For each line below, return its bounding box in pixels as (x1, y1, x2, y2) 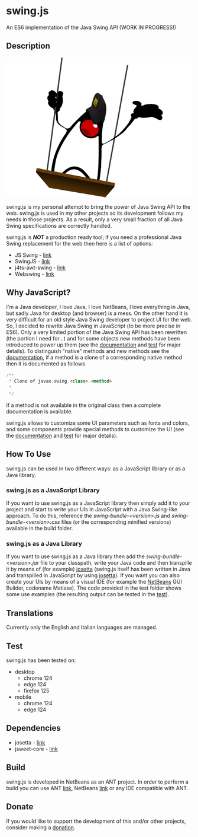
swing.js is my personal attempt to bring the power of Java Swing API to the (6, 203, 191, 210)
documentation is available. (6, 408, 73, 415)
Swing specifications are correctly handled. (6, 222, 112, 229)
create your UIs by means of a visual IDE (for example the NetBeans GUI (6, 578, 182, 585)
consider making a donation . (6, 823, 76, 831)
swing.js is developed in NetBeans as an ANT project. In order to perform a (6, 778, 189, 785)
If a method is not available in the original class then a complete (6, 402, 161, 409)
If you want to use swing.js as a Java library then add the (6, 553, 145, 560)
